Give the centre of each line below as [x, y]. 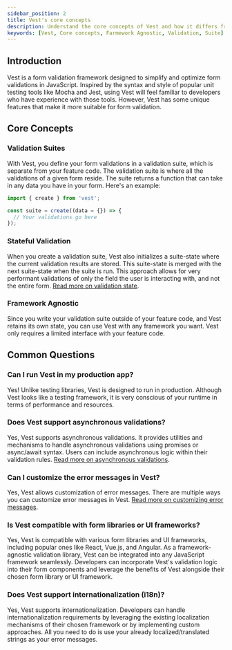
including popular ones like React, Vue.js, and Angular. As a [92, 548]
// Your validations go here [55, 217]
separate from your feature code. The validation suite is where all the [105, 171]
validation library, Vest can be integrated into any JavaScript [119, 555]
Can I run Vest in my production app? [70, 375]
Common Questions [51, 355]
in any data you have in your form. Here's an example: [84, 185]
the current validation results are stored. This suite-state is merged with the [115, 263]
